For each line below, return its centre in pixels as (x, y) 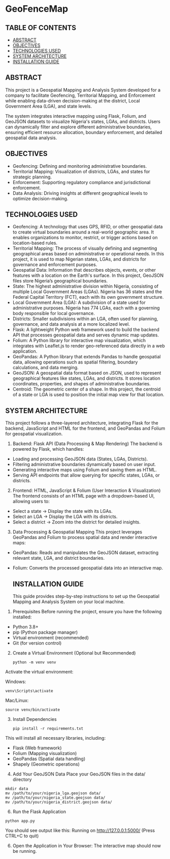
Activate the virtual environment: (39, 672)
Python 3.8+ (26, 627)
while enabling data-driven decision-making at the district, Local (73, 100)
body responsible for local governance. (54, 314)
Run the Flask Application (39, 812)
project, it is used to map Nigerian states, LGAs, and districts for (79, 259)
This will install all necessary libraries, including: (55, 738)
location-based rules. (35, 243)
